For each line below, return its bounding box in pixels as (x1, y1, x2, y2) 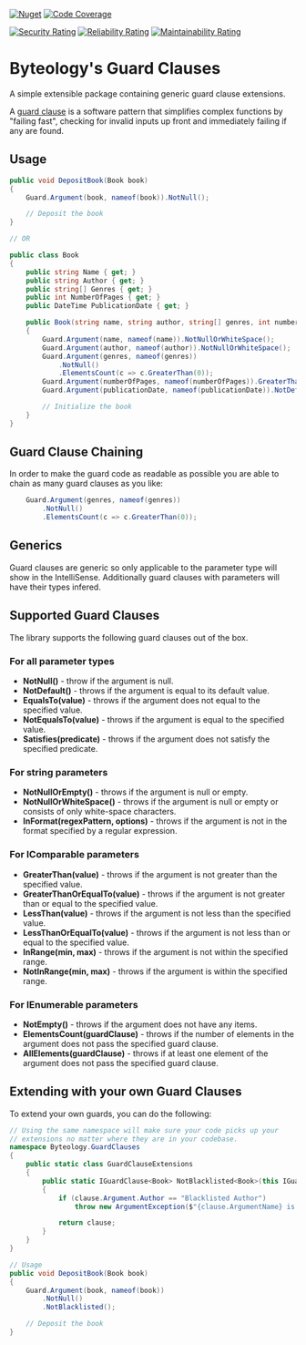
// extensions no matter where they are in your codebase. (9, 1135, 239, 1144)
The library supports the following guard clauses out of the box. (9, 631, 249, 642)
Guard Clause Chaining (9, 445, 144, 460)
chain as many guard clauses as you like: (9, 478, 164, 489)
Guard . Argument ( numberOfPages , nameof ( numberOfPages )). (42, 377, 259, 386)
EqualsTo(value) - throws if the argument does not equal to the (22, 694, 261, 705)
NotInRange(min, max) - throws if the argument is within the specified (22, 966, 289, 977)
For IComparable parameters (9, 848, 139, 861)
